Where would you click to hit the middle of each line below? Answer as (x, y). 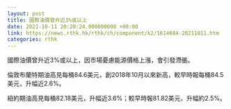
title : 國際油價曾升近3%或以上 (47, 20)
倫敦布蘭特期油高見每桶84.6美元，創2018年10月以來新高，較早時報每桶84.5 (115, 75)
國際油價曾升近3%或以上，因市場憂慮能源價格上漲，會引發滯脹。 (101, 60)
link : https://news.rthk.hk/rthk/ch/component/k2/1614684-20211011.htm (113, 33)
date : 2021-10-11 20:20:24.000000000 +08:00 (73, 26)
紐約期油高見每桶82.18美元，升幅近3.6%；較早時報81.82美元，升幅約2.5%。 (117, 99)
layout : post (26, 14)
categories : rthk (32, 40)
